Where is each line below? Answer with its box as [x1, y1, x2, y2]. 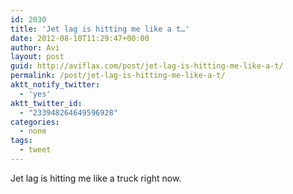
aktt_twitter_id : [10, 98, 83, 108]
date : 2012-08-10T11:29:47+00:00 [10, 33, 150, 43]
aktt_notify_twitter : [10, 80, 101, 90]
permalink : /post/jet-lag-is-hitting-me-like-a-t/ [10, 71, 226, 81]
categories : [10, 117, 60, 127]
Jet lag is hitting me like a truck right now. [10, 172, 182, 184]
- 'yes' [19, 89, 52, 99]
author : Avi [10, 42, 60, 53]
